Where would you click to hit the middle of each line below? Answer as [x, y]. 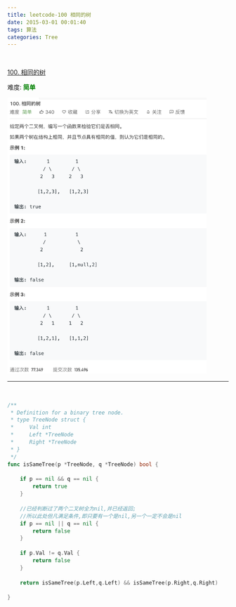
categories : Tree [33, 37]
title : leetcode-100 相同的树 [49, 15]
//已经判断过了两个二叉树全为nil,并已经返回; [78, 509]
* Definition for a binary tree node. [67, 413]
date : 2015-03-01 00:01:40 [47, 22]
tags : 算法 [22, 29]
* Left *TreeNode [42, 435]
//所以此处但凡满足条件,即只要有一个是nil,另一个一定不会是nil [101, 516]
